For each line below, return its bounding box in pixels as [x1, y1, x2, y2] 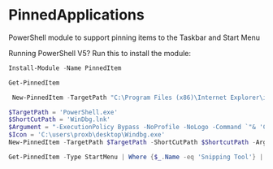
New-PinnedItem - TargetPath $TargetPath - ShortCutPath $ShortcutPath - [8, 138, 256, 147]
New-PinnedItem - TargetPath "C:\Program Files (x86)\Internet [11, 93, 227, 102]
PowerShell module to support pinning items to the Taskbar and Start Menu [8, 32, 261, 42]
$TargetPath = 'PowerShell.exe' [8, 108, 118, 116]
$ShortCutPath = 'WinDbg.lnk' [8, 115, 111, 123]
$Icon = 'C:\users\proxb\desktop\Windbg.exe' [8, 131, 165, 139]
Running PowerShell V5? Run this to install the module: [8, 48, 192, 58]
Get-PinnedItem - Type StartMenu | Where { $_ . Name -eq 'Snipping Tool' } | [8, 153, 264, 161]
